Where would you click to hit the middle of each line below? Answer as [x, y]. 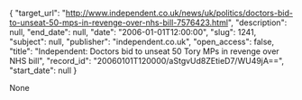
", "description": [257, 23]
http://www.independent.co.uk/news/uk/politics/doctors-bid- [179, 13]
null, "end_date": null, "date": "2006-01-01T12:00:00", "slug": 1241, [133, 32]
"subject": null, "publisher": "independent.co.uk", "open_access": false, [142, 41]
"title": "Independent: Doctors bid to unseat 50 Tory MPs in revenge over [144, 51]
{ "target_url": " [37, 13]
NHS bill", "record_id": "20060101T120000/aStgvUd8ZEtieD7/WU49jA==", [147, 61]
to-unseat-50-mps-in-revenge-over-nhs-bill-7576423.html [119, 23]
